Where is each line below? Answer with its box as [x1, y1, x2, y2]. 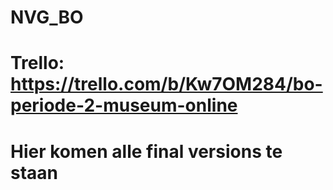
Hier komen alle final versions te [10, 140, 283, 163]
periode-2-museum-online [10, 94, 238, 117]
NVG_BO [10, 6, 84, 29]
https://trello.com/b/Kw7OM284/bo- [10, 73, 323, 96]
